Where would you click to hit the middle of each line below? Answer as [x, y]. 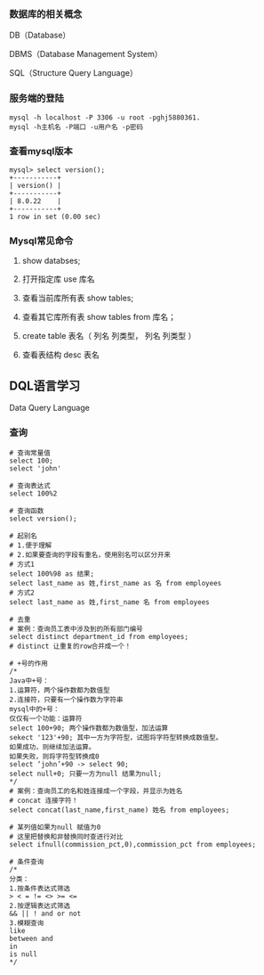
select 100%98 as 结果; [52, 574]
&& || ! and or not [45, 914]
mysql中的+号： [35, 709]
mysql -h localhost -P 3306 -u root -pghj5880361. [105, 118]
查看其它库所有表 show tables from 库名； [99, 317]
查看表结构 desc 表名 [60, 355]
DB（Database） [40, 35]
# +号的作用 [29, 664]
